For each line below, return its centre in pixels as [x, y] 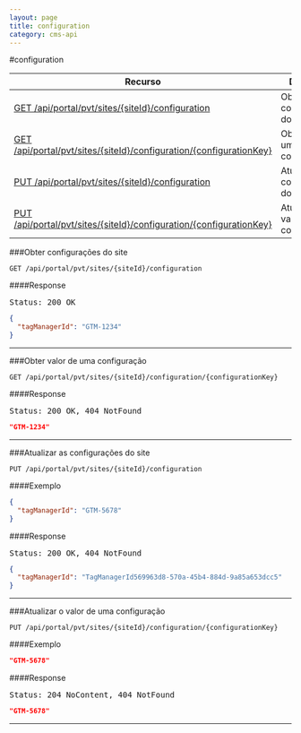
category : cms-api [43, 34]
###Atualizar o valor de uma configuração [87, 611]
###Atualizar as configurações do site [80, 453]
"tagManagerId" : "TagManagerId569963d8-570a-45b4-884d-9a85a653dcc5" [150, 578]
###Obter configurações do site [69, 253]
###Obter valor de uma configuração [78, 361]
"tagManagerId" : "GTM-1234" [70, 327]
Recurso [143, 82]
